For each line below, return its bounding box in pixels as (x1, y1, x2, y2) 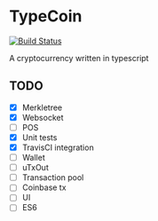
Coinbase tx (21, 182, 67, 193)
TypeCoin (9, 6, 83, 27)
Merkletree (21, 102, 63, 113)
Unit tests (21, 131, 58, 143)
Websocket (21, 112, 64, 122)
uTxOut (21, 162, 49, 173)
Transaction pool (21, 172, 84, 183)
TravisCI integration (21, 142, 95, 153)
